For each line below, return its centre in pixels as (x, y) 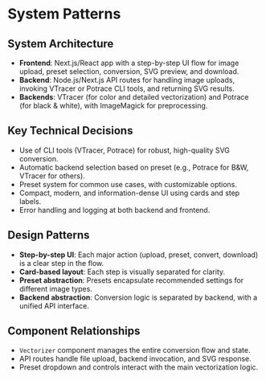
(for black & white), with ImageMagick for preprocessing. (113, 106)
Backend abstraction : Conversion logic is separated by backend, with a (138, 297)
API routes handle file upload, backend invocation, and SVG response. (135, 359)
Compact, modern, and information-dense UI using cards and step (129, 193)
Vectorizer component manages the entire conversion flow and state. (135, 350)
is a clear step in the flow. (61, 263)
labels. (30, 201)
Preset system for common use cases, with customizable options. (128, 184)
